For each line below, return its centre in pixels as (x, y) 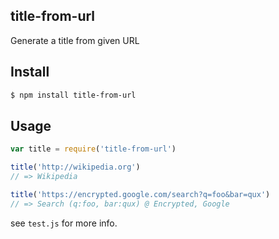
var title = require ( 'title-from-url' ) (93, 149)
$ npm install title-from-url (73, 95)
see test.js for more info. (64, 223)
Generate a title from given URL (75, 40)
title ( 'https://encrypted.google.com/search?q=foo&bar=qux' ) (140, 194)
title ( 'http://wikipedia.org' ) (75, 167)
